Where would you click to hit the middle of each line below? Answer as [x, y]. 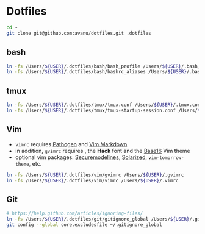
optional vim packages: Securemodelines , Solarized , [81, 157]
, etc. [35, 163]
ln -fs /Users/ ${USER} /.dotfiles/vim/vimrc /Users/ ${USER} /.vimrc [92, 180]
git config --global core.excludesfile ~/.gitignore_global [85, 225]
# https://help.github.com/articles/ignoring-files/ [75, 214]
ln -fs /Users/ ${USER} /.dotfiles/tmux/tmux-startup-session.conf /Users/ [102, 110]
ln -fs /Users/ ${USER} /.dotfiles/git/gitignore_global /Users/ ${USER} [98, 219]
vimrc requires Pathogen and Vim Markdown [71, 144]
